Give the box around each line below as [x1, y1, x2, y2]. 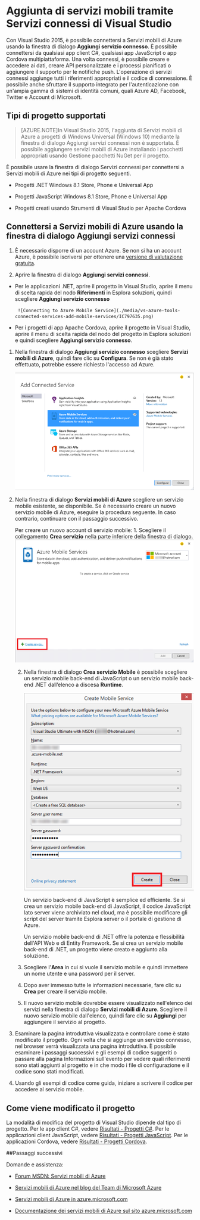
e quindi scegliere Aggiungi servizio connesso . [14, 337, 133, 344]
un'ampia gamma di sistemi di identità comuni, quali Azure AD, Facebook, [6, 87, 186, 94]
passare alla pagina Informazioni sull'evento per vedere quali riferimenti [14, 1056, 190, 1063]
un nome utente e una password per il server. [23, 970, 135, 978]
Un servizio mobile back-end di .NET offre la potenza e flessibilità [23, 933, 185, 941]
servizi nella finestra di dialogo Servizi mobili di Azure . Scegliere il [23, 1006, 187, 1013]
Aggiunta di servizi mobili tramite [6, 4, 174, 18]
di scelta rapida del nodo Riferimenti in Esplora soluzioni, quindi [14, 289, 173, 296]
